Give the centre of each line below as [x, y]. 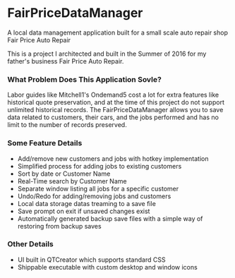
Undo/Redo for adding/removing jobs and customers [94, 196]
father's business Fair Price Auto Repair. [66, 61]
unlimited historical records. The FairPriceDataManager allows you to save [115, 110]
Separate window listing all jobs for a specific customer [98, 188]
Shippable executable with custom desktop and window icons [107, 267]
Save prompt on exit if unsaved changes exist [84, 211]
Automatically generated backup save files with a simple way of [110, 218]
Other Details [31, 244]
